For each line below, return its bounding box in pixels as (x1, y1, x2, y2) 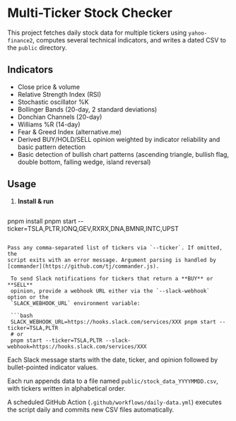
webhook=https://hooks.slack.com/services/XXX (7, 343, 147, 350)
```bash (10, 312, 33, 319)
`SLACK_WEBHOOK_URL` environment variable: (10, 300, 141, 307)
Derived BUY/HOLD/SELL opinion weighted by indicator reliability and (17, 135, 220, 143)
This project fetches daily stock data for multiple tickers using (7, 28, 187, 37)
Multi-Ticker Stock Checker (7, 5, 173, 21)
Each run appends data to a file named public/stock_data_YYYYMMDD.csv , (7, 376, 218, 385)
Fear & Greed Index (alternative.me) (17, 127, 122, 136)
